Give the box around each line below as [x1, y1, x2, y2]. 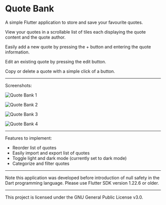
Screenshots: [5, 82, 32, 88]
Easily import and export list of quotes [12, 150, 90, 156]
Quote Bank [5, 3, 54, 14]
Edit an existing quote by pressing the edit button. [5, 58, 106, 64]
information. [5, 49, 30, 55]
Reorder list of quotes [12, 145, 57, 151]
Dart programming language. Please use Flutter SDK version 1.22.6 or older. [5, 180, 159, 186]
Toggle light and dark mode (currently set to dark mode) [12, 155, 127, 161]
